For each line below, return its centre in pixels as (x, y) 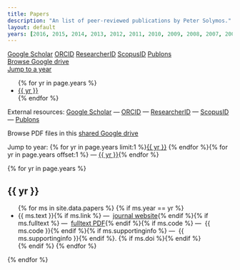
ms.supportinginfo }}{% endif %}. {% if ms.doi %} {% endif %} (109, 239)
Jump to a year (30, 69)
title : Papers (29, 14)
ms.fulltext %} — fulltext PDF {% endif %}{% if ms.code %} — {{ (114, 223)
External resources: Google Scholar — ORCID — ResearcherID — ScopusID (118, 112)
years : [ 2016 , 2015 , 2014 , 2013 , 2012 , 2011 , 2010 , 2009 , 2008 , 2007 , (115, 34)
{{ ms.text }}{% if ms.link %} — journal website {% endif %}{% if (113, 216)
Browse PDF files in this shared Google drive (73, 133)
